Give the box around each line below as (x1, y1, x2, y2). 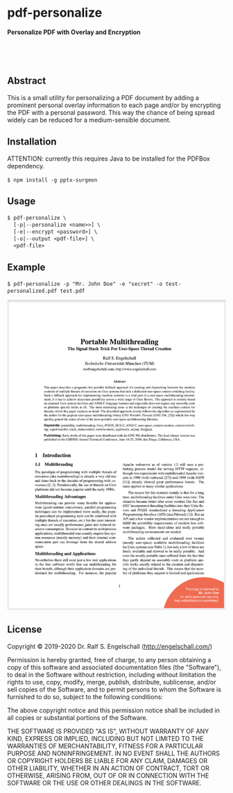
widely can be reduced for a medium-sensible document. (7, 115, 171, 124)
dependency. (7, 161, 45, 170)
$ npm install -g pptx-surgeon (7, 176, 98, 184)
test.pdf (60, 287, 85, 295)
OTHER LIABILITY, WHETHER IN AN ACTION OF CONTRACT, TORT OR (7, 764, 209, 772)
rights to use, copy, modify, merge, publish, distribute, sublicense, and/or (7, 678, 216, 686)
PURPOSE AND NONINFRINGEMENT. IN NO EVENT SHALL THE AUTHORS (7, 749, 221, 758)
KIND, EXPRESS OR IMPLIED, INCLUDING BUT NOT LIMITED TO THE (7, 734, 204, 742)
